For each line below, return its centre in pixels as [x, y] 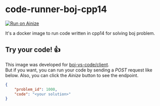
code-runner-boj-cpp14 [56, 9]
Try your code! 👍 [33, 50]
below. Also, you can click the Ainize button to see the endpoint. [72, 75]
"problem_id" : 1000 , [36, 89]
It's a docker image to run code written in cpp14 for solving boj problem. [80, 33]
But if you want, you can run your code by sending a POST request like [79, 70]
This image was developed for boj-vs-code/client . [57, 64]
